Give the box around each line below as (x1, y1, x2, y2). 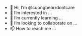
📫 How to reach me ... (9, 26, 56, 31)
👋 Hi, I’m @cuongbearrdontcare (9, 5, 75, 10)
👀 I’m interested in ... (9, 10, 52, 16)
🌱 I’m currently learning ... (9, 15, 63, 20)
